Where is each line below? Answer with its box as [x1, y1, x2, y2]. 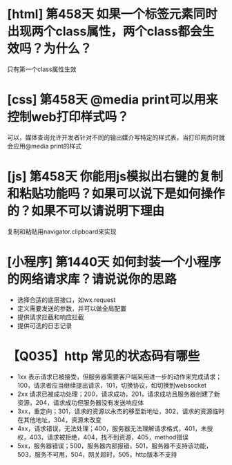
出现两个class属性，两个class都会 [7, 23, 202, 39]
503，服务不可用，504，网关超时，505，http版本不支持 [17, 450, 177, 458]
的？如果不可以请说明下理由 [7, 203, 165, 219]
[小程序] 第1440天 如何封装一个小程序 [7, 254, 222, 269]
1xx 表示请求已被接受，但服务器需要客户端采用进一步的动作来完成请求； [17, 372, 222, 381]
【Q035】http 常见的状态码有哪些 [7, 348, 200, 363]
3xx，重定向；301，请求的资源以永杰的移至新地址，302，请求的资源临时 [17, 407, 224, 415]
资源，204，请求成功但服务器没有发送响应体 [17, 398, 144, 406]
